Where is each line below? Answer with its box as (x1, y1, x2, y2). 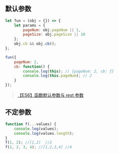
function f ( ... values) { (5, 121, 57, 127)
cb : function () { (14, 64, 50, 69)
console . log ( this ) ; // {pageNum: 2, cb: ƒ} (23, 69, 114, 74)
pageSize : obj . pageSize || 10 (23, 32, 85, 37)
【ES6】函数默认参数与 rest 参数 (17, 92, 84, 98)
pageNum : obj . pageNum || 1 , (23, 27, 81, 32)
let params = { (14, 23, 46, 28)
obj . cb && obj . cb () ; (14, 41, 57, 46)
